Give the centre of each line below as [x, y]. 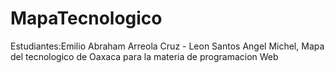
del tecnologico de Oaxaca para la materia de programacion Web [144, 56]
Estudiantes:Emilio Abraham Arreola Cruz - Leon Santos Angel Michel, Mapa [167, 46]
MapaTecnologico [86, 18]
